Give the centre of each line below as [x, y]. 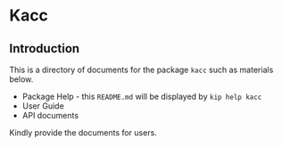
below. [21, 79]
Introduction [45, 49]
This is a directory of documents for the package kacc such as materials [141, 69]
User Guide [43, 106]
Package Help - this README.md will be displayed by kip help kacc [142, 96]
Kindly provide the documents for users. [83, 133]
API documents [50, 115]
